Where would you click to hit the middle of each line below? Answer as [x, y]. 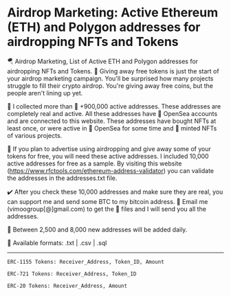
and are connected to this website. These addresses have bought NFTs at [112, 121]
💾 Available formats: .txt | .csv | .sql [57, 242]
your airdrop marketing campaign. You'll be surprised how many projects [110, 78]
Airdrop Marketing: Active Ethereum [113, 13]
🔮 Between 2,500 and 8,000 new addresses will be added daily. [97, 229]
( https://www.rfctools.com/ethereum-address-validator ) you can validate [111, 170]
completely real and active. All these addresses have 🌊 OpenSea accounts [112, 113]
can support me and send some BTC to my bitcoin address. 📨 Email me [108, 201]
